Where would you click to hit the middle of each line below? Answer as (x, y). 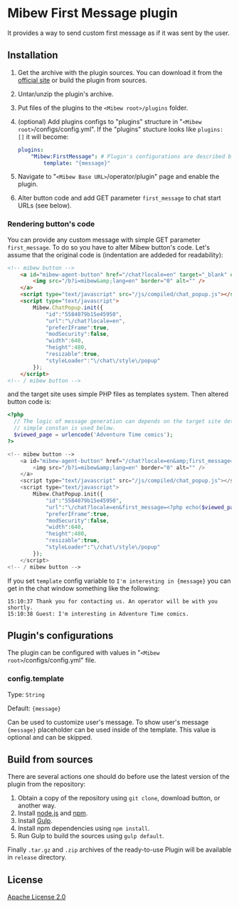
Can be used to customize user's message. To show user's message (108, 722)
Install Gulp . (35, 821)
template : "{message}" (77, 163)
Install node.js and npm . (53, 813)
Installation (33, 55)
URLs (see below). (45, 205)
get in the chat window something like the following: (84, 588)
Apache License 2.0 (37, 897)
